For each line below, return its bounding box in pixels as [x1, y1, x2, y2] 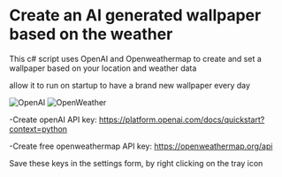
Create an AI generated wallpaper [9, 5, 262, 26]
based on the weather [9, 24, 173, 44]
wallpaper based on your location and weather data [9, 63, 197, 73]
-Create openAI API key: [9, 114, 97, 125]
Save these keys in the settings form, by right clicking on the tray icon [9, 158, 263, 168]
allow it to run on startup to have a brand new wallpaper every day [9, 80, 250, 90]
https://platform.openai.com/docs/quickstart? [98, 114, 265, 125]
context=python [9, 123, 68, 134]
